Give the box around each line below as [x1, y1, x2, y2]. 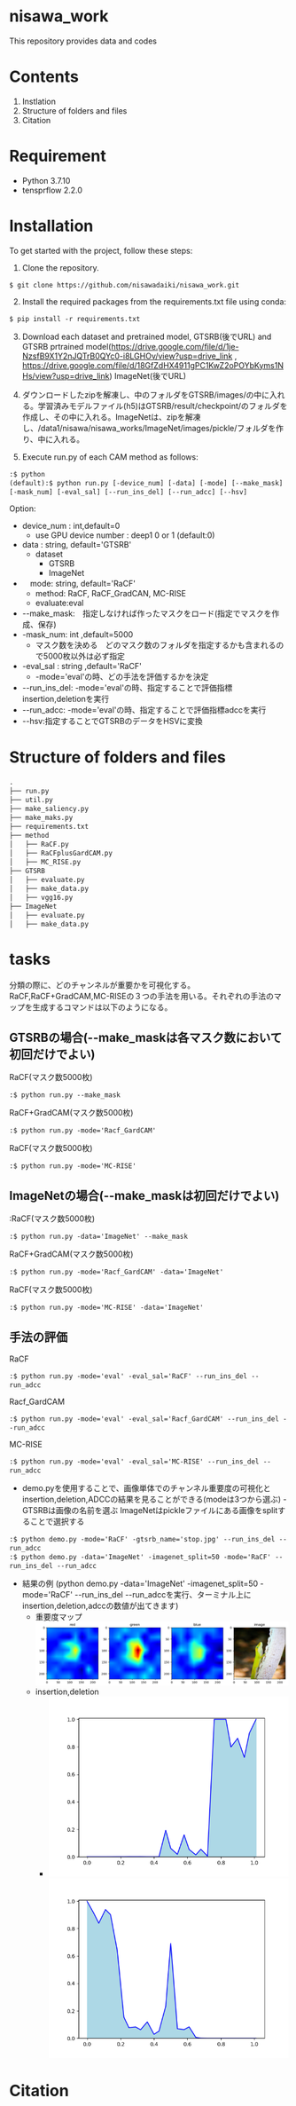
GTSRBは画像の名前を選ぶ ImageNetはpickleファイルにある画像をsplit [21, 1505, 278, 1516]
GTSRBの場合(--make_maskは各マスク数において [9, 1030, 282, 1045]
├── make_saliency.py [9, 804, 90, 813]
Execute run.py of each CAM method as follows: [21, 451, 199, 462]
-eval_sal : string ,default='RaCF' [21, 660, 142, 671]
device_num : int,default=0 [21, 520, 121, 531]
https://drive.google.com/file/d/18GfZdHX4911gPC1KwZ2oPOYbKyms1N [21, 359, 284, 370]
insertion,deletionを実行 [21, 693, 110, 704]
